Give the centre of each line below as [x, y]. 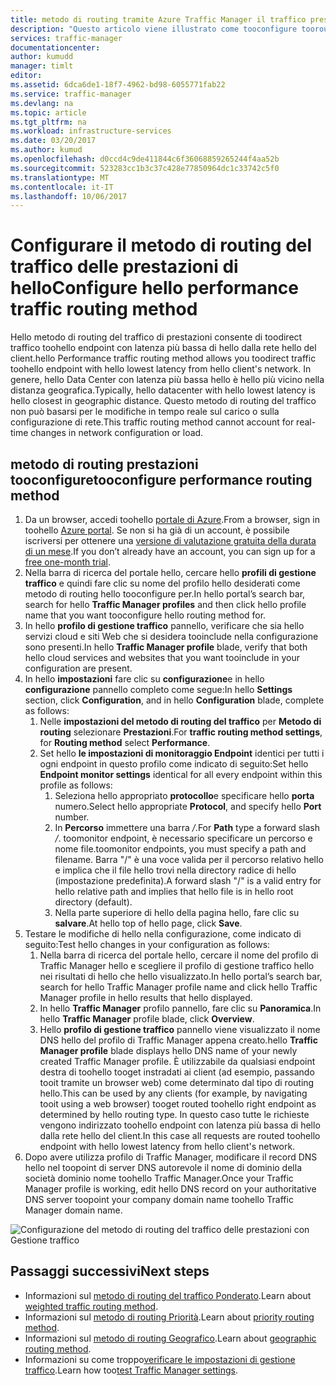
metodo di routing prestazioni [104, 464]
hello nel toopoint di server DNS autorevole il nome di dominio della [163, 1167]
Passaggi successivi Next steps [110, 1271]
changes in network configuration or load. [117, 433]
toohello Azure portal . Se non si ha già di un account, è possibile [157, 530]
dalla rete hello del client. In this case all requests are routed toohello [180, 1135]
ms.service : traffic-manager [71, 94]
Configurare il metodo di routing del [161, 245]
